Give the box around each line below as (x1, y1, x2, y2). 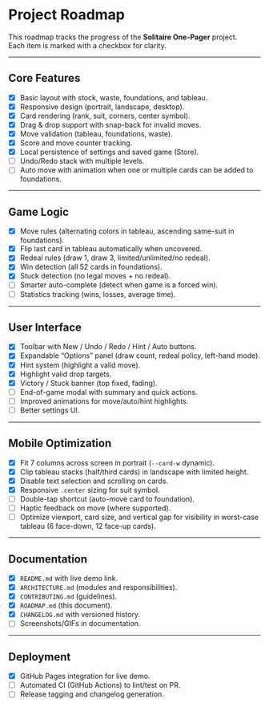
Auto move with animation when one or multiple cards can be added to (19, 165, 254, 175)
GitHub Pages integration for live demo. (19, 672, 151, 681)
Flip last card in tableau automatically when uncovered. (19, 244, 203, 254)
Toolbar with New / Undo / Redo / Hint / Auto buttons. (19, 342, 197, 351)
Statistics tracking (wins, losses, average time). (19, 289, 176, 299)
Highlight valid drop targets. (19, 369, 112, 379)
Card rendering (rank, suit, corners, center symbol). (19, 111, 191, 120)
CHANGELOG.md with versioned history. (19, 610, 141, 620)
